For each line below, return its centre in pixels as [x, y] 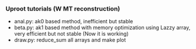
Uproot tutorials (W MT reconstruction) [63, 9]
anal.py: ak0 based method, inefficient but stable [73, 22]
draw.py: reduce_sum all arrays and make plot [70, 40]
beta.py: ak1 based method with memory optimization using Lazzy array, [102, 27]
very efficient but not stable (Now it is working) [71, 34]
